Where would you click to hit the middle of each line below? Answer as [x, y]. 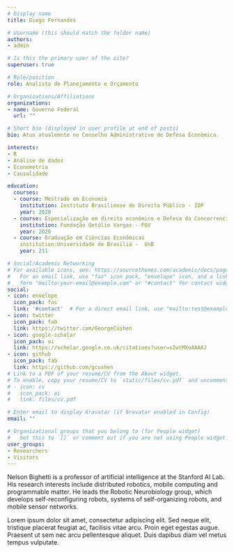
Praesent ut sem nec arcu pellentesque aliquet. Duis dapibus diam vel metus [117, 535]
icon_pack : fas [36, 303]
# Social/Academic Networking [51, 264]
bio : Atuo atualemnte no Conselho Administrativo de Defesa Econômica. [113, 135]
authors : [20, 39]
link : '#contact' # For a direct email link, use [88, 309]
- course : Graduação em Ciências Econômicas [79, 238]
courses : [26, 192]
